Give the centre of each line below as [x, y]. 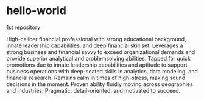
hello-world [37, 11]
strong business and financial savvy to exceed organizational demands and [101, 52]
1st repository [23, 27]
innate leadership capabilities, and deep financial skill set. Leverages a [95, 45]
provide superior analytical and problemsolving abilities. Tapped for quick [98, 58]
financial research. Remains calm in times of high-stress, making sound [96, 78]
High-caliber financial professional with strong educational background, [97, 39]
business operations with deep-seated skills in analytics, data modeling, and [102, 71]
